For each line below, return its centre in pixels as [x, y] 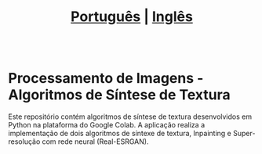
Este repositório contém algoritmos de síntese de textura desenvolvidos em [130, 116]
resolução [24, 141]
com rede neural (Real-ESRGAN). [95, 141]
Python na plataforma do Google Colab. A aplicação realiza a [107, 124]
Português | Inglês [132, 17]
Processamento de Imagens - [106, 79]
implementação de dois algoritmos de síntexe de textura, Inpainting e [120, 133]
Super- [244, 133]
